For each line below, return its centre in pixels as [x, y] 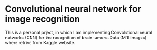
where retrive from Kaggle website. [40, 42]
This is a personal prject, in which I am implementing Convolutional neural [79, 32]
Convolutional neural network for [73, 9]
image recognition [42, 19]
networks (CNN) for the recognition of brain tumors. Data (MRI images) [76, 37]
